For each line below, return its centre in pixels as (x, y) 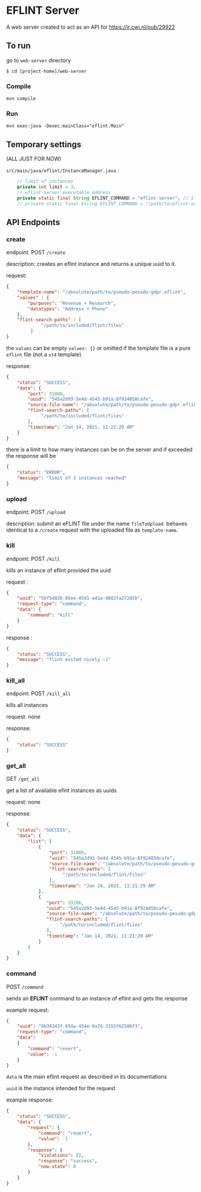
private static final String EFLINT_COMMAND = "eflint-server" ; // (103, 198)
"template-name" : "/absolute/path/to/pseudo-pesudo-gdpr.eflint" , (101, 292)
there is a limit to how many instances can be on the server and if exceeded (99, 450)
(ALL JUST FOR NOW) (34, 159)
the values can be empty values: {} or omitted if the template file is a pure (98, 348)
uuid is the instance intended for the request (61, 1088)
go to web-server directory (39, 60)
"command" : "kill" (51, 615)
